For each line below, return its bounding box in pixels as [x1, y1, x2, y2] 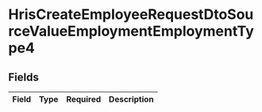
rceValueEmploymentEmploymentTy [8, 22, 254, 40]
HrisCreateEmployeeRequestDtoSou [8, 6, 254, 24]
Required [66, 94, 102, 104]
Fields [8, 70, 40, 84]
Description [108, 94, 155, 104]
